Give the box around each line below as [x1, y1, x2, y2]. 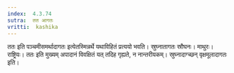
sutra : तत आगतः [7, 17, 54, 24]
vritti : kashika [7, 23, 58, 30]
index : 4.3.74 [7, 10, 52, 18]
